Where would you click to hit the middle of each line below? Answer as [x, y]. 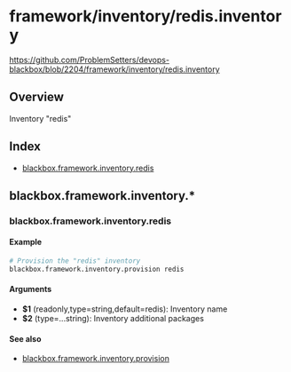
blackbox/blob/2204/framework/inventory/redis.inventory [114, 69]
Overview [37, 97]
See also [25, 338]
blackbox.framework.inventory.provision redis [97, 269]
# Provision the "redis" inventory [75, 261]
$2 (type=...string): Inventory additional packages [113, 319]
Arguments [31, 289]
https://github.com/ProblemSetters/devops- [90, 59]
